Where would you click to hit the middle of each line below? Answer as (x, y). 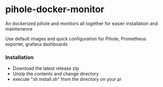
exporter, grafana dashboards (36, 44)
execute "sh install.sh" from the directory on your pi (67, 79)
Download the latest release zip (46, 68)
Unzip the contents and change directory (56, 74)
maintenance (19, 28)
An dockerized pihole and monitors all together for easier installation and (81, 23)
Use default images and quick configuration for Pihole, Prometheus (76, 39)
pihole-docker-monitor (55, 9)
